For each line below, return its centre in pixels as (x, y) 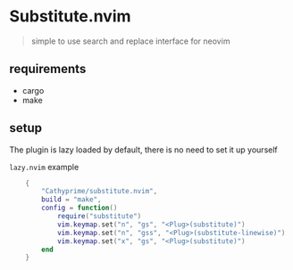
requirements (48, 69)
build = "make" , (71, 200)
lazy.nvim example (44, 167)
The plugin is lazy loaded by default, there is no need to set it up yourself (144, 150)
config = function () (80, 208)
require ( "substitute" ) (99, 217)
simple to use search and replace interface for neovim (130, 41)
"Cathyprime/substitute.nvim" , (100, 192)
